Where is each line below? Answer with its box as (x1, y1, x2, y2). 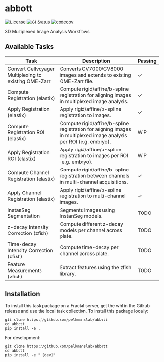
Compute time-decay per (60, 244, 119, 251)
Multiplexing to (7, 71, 41, 78)
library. (60, 270, 76, 277)
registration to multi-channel (60, 192, 126, 199)
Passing (137, 57, 157, 64)
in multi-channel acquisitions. (60, 178, 128, 185)
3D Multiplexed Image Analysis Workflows (5, 28, 90, 34)
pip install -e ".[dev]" (5, 352, 56, 357)
